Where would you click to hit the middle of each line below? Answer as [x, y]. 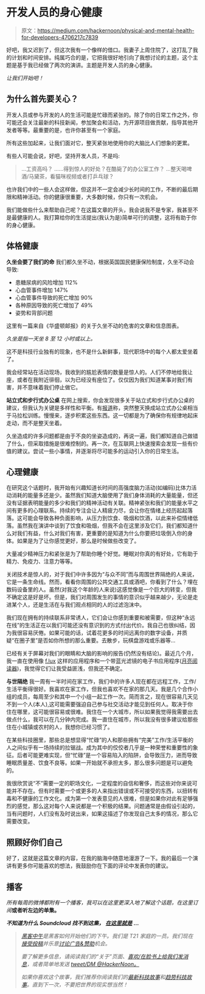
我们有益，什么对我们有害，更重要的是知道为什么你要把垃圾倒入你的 [102, 533]
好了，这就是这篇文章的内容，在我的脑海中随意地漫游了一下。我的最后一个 [99, 858]
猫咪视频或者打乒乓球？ [85, 176]
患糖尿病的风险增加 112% [46, 282]
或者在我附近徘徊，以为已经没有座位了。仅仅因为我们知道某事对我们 [102, 379]
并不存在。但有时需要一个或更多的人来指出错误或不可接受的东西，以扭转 [102, 791]
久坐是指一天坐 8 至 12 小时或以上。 [51, 339]
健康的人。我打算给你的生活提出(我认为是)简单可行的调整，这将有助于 [104, 217]
